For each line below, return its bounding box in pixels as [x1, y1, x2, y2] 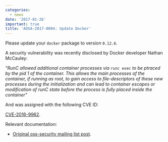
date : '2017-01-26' [5, 17, 46, 22]
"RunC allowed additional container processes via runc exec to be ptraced [5, 65, 160, 71]
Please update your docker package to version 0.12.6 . [5, 40, 118, 46]
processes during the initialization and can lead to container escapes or [5, 81, 155, 87]
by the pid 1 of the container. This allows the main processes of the [5, 70, 145, 76]
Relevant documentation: [5, 121, 57, 127]
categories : [5, 7, 30, 13]
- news [10, 12, 24, 17]
